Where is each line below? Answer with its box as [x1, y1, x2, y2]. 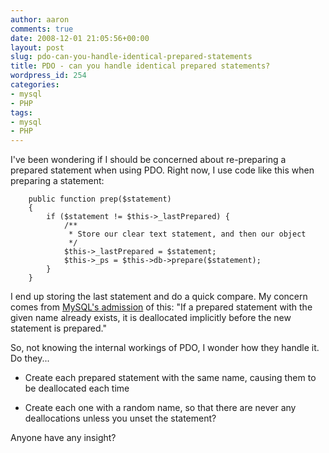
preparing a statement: [10, 175, 105, 187]
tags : [10, 107, 33, 118]
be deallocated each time [24, 382, 130, 395]
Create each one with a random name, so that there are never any [24, 402, 297, 414]
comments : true [10, 24, 74, 34]
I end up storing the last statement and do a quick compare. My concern [10, 291, 308, 303]
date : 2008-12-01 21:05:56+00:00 [10, 33, 150, 43]
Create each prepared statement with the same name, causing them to [24, 372, 317, 384]
